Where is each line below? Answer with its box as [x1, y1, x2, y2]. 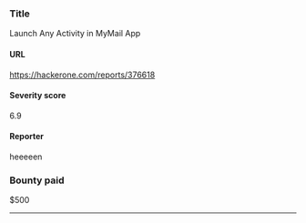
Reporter [9, 131, 44, 142]
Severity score [9, 90, 66, 101]
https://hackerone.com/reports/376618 [9, 69, 156, 80]
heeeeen [9, 151, 43, 162]
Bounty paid [9, 174, 66, 187]
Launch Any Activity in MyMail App [9, 28, 141, 39]
